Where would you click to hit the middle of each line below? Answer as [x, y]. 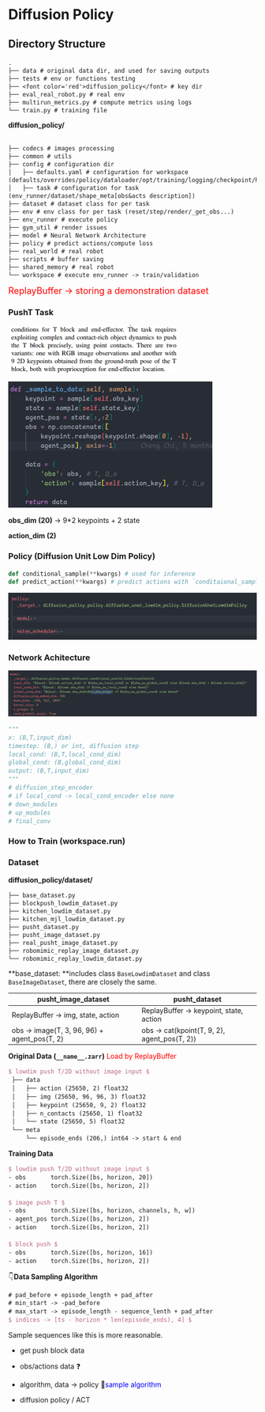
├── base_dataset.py [42, 895]
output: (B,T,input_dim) [49, 771]
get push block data [52, 1350]
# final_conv [30, 821]
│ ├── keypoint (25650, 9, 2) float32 [79, 1105]
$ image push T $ [37, 1202]
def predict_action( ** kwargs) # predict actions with [99, 582]
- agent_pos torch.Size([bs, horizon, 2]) [79, 1219]
